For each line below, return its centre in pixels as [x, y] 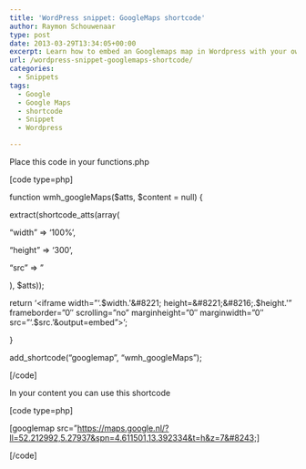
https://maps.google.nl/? [123, 428]
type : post [30, 35]
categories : [32, 69]
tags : [20, 86]
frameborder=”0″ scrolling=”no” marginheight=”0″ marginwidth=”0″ [137, 312]
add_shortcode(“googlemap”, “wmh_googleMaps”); [106, 357]
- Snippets [38, 77]
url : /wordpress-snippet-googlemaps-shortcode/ [102, 60]
